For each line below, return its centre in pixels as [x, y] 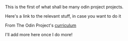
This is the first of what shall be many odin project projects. [64, 7]
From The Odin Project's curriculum [41, 25]
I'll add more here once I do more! [39, 35]
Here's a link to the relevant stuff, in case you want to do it [63, 16]
